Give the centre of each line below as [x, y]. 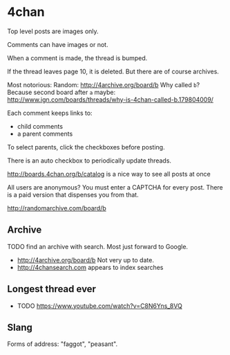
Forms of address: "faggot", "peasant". [63, 344]
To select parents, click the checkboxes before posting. [86, 147]
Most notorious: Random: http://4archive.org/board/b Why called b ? [104, 84]
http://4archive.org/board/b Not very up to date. [85, 260]
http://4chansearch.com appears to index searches [90, 267]
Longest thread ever [52, 289]
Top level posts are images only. [53, 31]
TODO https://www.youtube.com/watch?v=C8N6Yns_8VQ [100, 306]
